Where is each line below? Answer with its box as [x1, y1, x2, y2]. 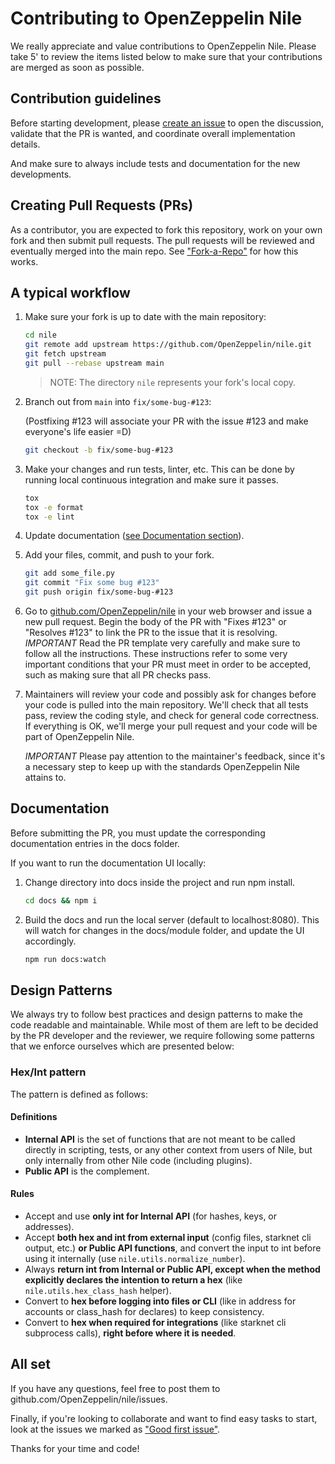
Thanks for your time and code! [10, 1442, 140, 1454]
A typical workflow [10, 284, 131, 301]
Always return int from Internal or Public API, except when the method [24, 1263, 321, 1276]
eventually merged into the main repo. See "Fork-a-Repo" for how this [10, 245, 299, 257]
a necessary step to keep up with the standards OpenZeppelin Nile [24, 761, 301, 772]
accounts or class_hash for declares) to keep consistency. [24, 1306, 265, 1318]
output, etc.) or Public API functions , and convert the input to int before [24, 1242, 322, 1254]
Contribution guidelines [10, 90, 162, 107]
